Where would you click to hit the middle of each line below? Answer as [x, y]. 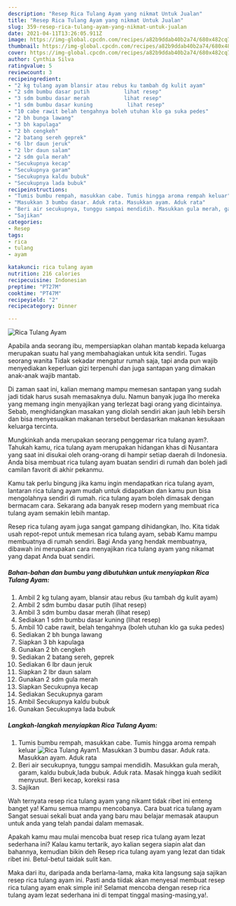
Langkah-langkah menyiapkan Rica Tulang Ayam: [83, 725]
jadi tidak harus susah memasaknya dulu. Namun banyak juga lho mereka [114, 397]
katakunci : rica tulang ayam [50, 267]
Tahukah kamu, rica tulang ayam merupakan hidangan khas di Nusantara [113, 447]
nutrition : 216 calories [44, 274]
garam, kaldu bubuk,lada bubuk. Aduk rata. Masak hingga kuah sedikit [119, 773]
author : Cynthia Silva [41, 60]
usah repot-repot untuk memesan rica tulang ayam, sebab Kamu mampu [113, 534]
